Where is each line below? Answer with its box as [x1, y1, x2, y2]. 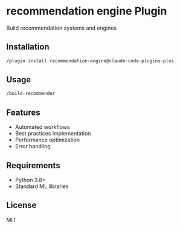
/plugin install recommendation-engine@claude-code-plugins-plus [6, 57, 174, 64]
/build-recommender [6, 91, 56, 97]
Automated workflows [14, 123, 71, 131]
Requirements [6, 160, 60, 171]
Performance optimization [14, 136, 80, 143]
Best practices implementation [14, 130, 91, 137]
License [6, 200, 37, 210]
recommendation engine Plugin [6, 4, 167, 18]
